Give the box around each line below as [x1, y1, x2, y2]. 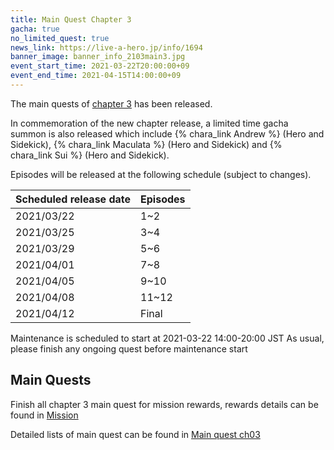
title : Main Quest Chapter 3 [10, 14, 132, 25]
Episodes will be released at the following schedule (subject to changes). [10, 168, 312, 180]
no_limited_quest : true [10, 33, 110, 43]
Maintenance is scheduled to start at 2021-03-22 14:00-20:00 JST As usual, [10, 332, 325, 344]
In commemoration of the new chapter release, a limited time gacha [10, 117, 289, 129]
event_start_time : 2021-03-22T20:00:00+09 [10, 61, 190, 71]
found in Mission [10, 409, 79, 421]
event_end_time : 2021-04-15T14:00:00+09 [10, 71, 182, 81]
